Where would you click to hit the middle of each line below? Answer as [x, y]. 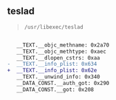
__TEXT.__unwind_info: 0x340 [58, 77]
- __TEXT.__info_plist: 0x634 [52, 64]
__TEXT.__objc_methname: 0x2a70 [63, 45]
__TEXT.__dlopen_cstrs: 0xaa [58, 58]
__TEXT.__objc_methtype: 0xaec [61, 51]
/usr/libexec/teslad [54, 27]
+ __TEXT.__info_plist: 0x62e [52, 71]
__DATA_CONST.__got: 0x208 [55, 89]
